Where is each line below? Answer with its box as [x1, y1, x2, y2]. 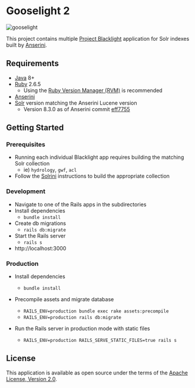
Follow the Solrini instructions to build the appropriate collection [14, 172, 170, 180]
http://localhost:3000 [14, 244, 67, 252]
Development [6, 187, 46, 195]
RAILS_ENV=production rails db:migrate [23, 315, 122, 321]
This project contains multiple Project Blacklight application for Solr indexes [6, 35, 190, 42]
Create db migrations [14, 220, 67, 227]
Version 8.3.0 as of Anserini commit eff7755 [23, 105, 131, 113]
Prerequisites [6, 141, 45, 149]
